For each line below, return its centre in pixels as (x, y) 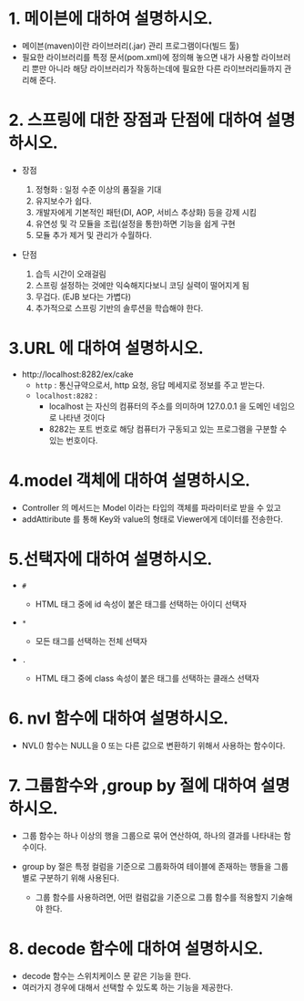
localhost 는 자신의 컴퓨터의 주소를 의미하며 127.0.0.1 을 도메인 (160, 406)
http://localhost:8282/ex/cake (77, 374)
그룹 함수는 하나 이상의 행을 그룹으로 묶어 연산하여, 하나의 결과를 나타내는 (152, 835)
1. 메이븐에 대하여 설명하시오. (111, 19)
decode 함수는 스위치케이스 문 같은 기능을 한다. (106, 975)
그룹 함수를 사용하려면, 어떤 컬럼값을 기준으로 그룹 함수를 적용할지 (152, 897)
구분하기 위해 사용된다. (79, 878)
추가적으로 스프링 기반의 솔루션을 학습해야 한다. (119, 308)
